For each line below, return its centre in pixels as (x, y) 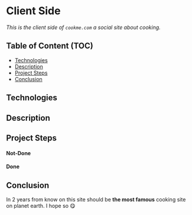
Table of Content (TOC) (50, 46)
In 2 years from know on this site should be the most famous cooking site (96, 199)
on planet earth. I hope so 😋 (41, 206)
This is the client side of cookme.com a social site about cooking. (83, 27)
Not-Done (19, 153)
